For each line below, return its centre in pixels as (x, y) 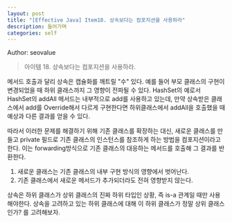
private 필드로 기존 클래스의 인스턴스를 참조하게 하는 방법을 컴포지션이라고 (121, 140)
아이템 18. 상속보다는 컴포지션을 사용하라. (80, 67)
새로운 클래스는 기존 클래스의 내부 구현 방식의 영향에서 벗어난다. (103, 172)
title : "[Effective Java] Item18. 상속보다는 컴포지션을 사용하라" (96, 20)
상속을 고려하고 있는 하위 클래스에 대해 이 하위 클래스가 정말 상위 (119, 204)
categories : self (32, 33)
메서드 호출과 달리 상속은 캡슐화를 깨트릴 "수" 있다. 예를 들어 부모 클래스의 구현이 (116, 82)
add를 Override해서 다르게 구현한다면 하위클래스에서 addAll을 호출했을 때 (125, 107)
